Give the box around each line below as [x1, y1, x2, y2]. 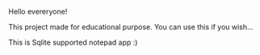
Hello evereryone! [8, 7, 68, 16]
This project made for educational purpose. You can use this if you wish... [8, 22, 254, 31]
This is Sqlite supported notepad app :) [8, 37, 138, 47]
